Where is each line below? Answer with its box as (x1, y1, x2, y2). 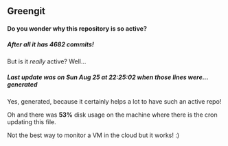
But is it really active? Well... (7, 57, 87, 65)
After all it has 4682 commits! (7, 40, 95, 48)
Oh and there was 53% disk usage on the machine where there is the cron (7, 111, 218, 119)
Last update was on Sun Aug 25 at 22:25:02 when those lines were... (7, 73, 209, 81)
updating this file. (7, 117, 56, 126)
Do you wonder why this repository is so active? (7, 24, 148, 33)
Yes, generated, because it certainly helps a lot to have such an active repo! (7, 97, 222, 105)
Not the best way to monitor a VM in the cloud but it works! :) (7, 131, 180, 139)
